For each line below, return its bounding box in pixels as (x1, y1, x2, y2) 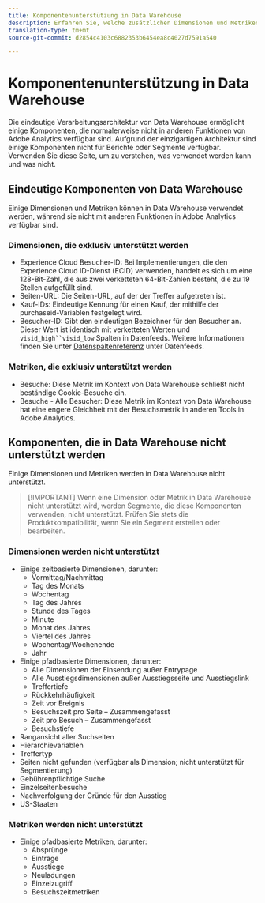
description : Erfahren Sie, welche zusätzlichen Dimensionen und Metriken (8, 19, 259, 27)
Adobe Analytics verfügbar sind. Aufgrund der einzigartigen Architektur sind (8, 134, 256, 144)
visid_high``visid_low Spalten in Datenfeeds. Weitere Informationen (19, 333, 244, 343)
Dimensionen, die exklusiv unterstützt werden (8, 239, 189, 250)
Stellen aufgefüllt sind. (19, 283, 93, 292)
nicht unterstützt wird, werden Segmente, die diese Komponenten (27, 501, 242, 510)
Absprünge (31, 845, 69, 854)
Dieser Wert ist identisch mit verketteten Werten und (19, 325, 191, 334)
